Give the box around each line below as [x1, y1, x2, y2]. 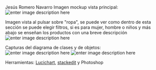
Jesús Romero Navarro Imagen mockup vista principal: [5, 4, 118, 10]
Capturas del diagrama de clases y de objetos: [5, 45, 101, 50]
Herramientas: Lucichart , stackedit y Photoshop [5, 60, 103, 65]
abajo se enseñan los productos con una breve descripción [5, 30, 127, 35]
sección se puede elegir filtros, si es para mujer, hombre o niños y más [5, 24, 151, 30]
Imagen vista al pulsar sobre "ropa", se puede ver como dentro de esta [5, 19, 151, 25]
